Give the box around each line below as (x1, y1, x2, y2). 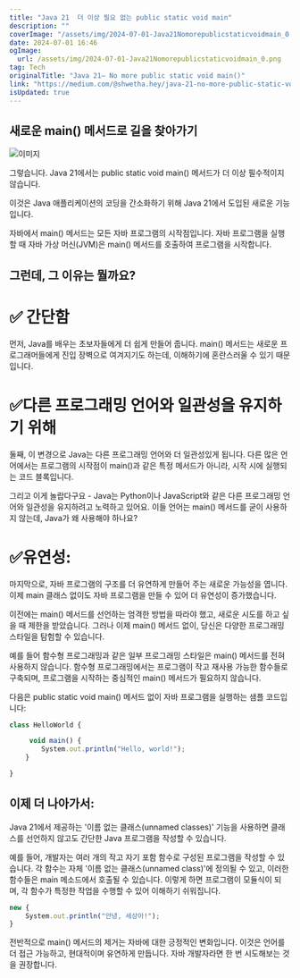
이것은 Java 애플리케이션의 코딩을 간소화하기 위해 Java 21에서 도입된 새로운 (9, 198, 274, 208)
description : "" (9, 21, 70, 30)
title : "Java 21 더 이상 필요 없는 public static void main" (9, 13, 232, 22)
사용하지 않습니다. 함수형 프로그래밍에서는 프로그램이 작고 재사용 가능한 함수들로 (9, 661, 288, 671)
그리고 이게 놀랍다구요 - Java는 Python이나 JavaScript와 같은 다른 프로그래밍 (9, 490, 281, 501)
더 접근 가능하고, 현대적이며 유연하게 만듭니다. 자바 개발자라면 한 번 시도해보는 (9, 948, 281, 959)
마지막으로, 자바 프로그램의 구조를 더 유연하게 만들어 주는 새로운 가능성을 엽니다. (9, 578, 288, 589)
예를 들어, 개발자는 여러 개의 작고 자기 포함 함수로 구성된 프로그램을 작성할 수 (9, 851, 276, 863)
